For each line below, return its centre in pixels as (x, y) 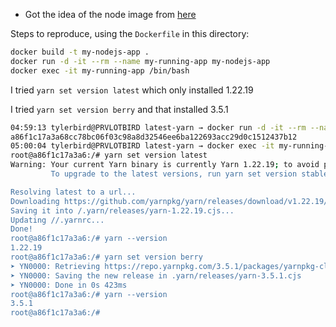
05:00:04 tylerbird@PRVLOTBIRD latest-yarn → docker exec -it (142, 146)
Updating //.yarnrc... (57, 220)
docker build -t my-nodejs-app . (80, 52)
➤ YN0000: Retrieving (55, 266)
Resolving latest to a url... (73, 192)
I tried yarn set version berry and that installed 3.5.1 (119, 109)
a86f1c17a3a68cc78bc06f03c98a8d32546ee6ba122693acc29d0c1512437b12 (154, 137)
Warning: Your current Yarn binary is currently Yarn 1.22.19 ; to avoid (165, 165)
